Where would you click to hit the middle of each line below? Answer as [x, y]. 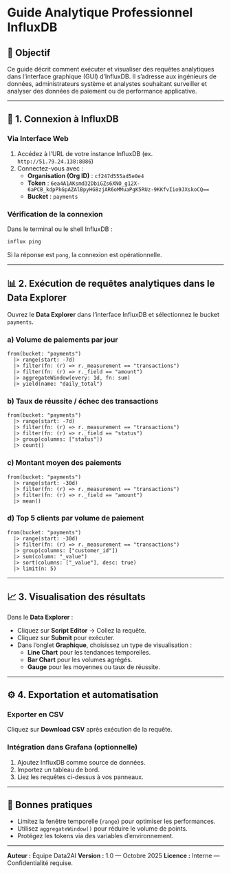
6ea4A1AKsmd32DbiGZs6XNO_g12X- [95, 184]
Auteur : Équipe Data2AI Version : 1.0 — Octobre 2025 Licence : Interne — [113, 856]
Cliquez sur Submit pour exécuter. [66, 637]
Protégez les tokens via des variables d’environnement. [95, 836]
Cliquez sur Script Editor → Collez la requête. [81, 630]
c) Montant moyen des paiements [64, 463]
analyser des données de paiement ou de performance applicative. [102, 91]
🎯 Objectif [29, 53]
